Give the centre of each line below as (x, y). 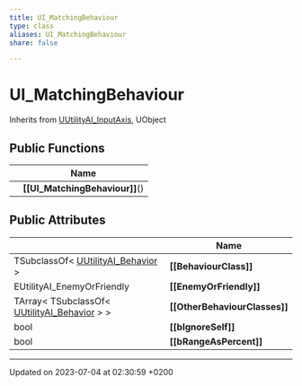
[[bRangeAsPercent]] (216, 341)
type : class (31, 26)
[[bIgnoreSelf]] (202, 327)
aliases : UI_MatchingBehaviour (68, 34)
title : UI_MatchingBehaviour (64, 18)
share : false (34, 43)
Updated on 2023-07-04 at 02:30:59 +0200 (91, 372)
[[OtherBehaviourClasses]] (229, 306)
